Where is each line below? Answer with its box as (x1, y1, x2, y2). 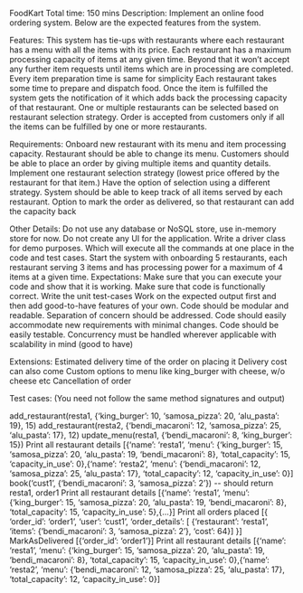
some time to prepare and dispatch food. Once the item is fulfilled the (9, 83, 269, 93)
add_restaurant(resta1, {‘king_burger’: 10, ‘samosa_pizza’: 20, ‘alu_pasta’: (9, 410, 279, 421)
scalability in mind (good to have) (9, 339, 134, 349)
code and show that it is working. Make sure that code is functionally (9, 281, 266, 292)
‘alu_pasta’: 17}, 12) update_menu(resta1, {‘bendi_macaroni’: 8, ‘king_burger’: (9, 429, 292, 440)
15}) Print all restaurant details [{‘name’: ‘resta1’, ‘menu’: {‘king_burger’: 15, (9, 439, 283, 450)
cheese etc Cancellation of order (9, 375, 132, 386)
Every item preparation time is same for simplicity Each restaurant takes (9, 73, 278, 84)
